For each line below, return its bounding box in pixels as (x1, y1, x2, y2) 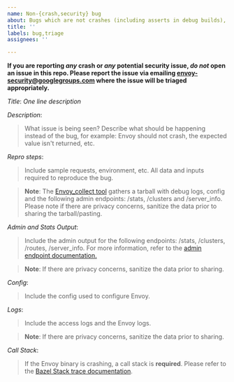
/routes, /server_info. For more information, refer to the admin (24, 244, 202, 252)
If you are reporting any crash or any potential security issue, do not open (7, 61, 226, 70)
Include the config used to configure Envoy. (24, 292, 150, 300)
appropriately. (7, 84, 50, 92)
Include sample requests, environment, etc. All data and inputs (24, 166, 205, 175)
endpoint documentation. (24, 251, 98, 260)
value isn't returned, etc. (24, 139, 96, 147)
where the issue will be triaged (96, 76, 187, 85)
